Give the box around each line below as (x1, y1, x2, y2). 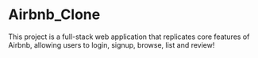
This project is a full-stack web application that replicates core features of (8, 32, 250, 41)
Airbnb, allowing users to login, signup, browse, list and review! (8, 40, 215, 49)
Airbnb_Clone (8, 6, 101, 24)
